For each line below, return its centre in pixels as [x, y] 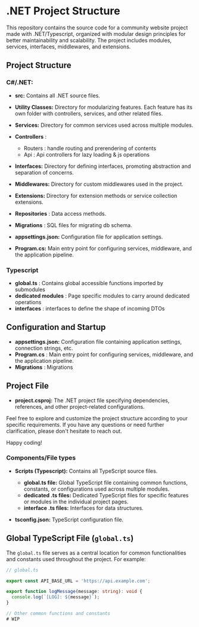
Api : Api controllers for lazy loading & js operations [87, 154]
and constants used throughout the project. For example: [76, 559]
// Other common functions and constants [58, 614]
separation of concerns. [44, 172]
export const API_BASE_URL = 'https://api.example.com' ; [78, 581]
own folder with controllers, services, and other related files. [89, 113]
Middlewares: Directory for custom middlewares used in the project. [99, 184]
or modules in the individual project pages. [76, 501]
